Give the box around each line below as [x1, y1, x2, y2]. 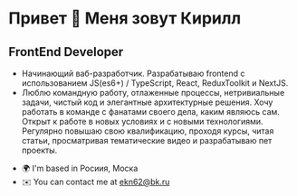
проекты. [21, 145, 58, 155]
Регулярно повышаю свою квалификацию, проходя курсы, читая [21, 126, 274, 136]
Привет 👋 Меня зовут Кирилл [8, 8, 242, 29]
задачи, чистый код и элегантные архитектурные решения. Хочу [21, 97, 273, 107]
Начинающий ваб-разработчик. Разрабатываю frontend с [21, 68, 245, 79]
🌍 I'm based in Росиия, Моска [21, 163, 139, 173]
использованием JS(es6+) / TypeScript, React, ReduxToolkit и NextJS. [21, 78, 289, 89]
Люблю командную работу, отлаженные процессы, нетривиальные [21, 88, 285, 98]
